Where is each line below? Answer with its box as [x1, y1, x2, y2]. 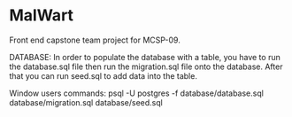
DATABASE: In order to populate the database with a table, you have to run [9, 51, 280, 62]
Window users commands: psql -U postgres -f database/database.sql [9, 88, 264, 98]
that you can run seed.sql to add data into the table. [9, 70, 197, 81]
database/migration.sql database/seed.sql [9, 97, 164, 107]
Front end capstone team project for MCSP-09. [9, 35, 181, 45]
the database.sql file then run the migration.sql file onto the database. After [9, 61, 283, 72]
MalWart [9, 5, 73, 26]
